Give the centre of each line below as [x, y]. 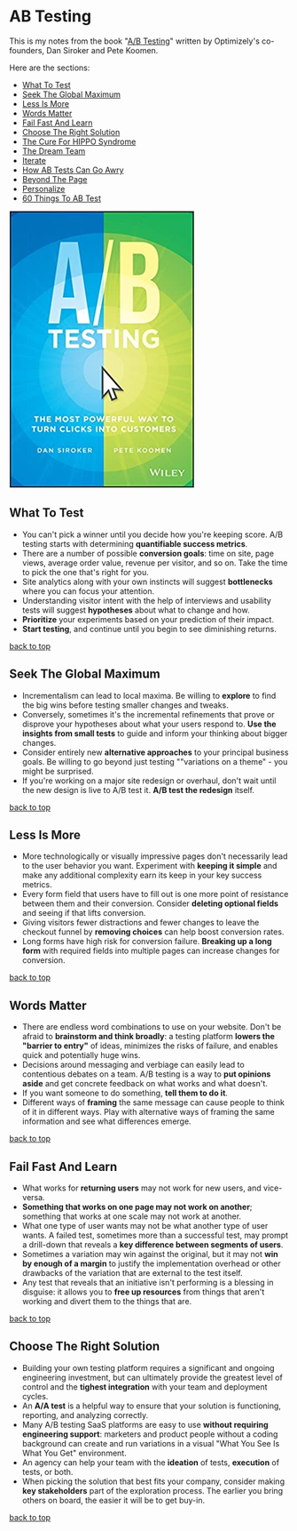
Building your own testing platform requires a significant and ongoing [148, 1367]
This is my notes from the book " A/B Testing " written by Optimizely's [134, 41]
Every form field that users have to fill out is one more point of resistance [155, 894]
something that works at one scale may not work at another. [132, 1216]
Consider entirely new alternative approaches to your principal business [155, 752]
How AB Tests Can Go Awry [73, 170]
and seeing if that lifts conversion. [84, 913]
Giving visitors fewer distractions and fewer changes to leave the [141, 923]
